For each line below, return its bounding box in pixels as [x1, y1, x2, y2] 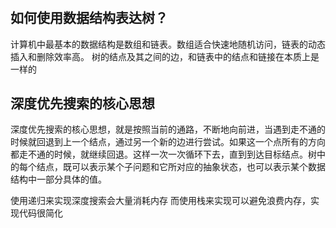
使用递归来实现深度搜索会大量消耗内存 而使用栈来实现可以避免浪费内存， [10, 195, 311, 207]
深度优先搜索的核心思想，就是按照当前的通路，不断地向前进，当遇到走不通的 [10, 123, 326, 136]
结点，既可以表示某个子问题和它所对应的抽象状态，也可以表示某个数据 [36, 161, 326, 173]
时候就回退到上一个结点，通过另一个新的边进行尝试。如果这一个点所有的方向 [10, 136, 326, 148]
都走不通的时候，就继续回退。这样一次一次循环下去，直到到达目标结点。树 [10, 148, 317, 161]
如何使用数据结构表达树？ [10, 10, 168, 27]
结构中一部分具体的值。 [10, 173, 107, 186]
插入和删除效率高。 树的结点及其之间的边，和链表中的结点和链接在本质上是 [10, 50, 320, 62]
